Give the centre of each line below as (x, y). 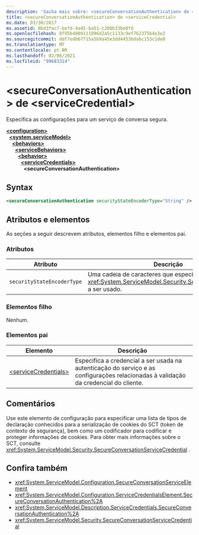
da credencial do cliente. (109, 383)
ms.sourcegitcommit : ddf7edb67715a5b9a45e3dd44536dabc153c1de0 (86, 39)
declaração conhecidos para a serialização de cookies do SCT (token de (95, 424)
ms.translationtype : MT (36, 45)
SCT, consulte (23, 443)
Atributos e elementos (48, 220)
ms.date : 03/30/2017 (32, 23)
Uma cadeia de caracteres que (131, 274)
